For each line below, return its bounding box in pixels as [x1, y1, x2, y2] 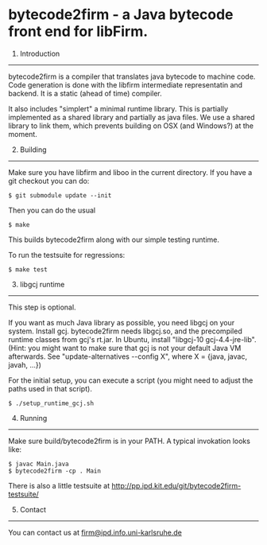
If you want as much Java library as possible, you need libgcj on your [8, 317, 235, 327]
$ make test [8, 265, 48, 274]
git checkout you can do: [8, 176, 90, 185]
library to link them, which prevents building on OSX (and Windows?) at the [8, 121, 254, 130]
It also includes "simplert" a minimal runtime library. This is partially [8, 103, 229, 113]
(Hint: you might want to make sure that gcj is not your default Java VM [8, 343, 242, 352]
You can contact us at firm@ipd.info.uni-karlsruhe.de [8, 527, 183, 537]
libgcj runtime [19, 279, 65, 289]
